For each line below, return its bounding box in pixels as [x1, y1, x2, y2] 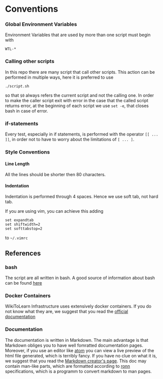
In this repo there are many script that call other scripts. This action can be [5, 69, 155, 75]
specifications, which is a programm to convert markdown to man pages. [5, 368, 152, 374]
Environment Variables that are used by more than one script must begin [5, 32, 151, 38]
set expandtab [5, 218, 34, 223]
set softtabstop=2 [5, 226, 42, 231]
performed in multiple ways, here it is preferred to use [5, 74, 114, 80]
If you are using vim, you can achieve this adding [5, 208, 103, 214]
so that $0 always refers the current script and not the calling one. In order [5, 92, 154, 98]
